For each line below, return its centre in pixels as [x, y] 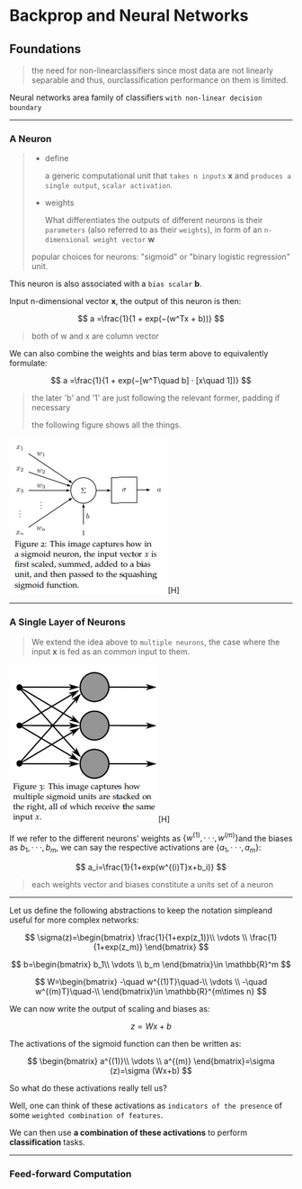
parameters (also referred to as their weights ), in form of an [153, 230]
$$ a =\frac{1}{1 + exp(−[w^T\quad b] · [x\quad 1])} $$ [151, 381]
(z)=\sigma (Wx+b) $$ [151, 1071]
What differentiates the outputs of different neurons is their [154, 221]
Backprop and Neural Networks [129, 16]
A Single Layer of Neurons [67, 622]
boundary [26, 108]
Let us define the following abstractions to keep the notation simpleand [141, 911]
